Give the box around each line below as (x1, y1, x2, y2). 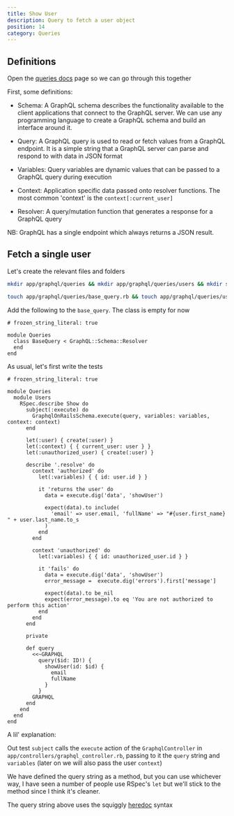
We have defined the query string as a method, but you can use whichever (7, 772, 221, 780)
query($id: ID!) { (38, 657, 92, 664)
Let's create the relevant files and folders (7, 267, 125, 275)
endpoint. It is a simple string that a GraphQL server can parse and (17, 145, 209, 153)
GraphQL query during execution (17, 173, 112, 182)
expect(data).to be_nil (44, 590, 114, 597)
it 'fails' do (38, 565, 79, 572)
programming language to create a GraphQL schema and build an (17, 116, 206, 124)
